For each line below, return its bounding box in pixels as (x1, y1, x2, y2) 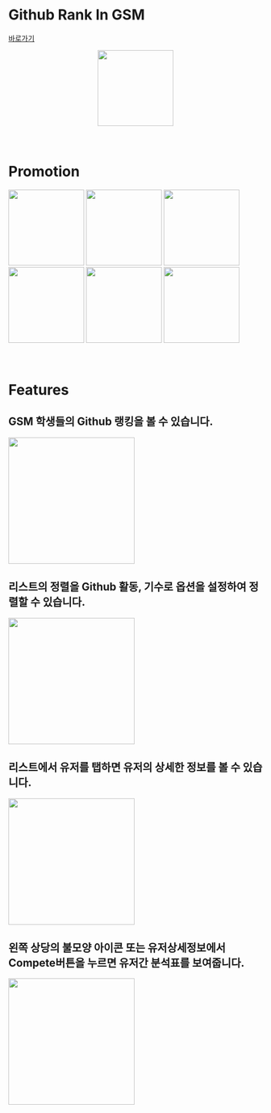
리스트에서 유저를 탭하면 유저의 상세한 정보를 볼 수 (8, 760, 240, 774)
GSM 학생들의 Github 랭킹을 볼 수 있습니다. (8, 415, 214, 429)
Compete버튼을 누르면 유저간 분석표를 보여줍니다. (8, 956, 244, 970)
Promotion (8, 163, 81, 181)
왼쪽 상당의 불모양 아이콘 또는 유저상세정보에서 (8, 941, 226, 954)
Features (8, 381, 69, 400)
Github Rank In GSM (8, 6, 145, 24)
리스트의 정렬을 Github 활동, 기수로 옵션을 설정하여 (8, 580, 247, 594)
